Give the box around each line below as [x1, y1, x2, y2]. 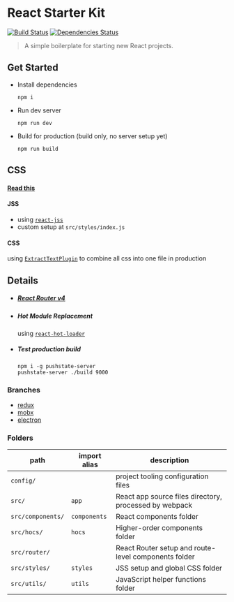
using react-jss [17, 215, 64, 223]
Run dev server [17, 106, 61, 115]
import [79, 451, 102, 461]
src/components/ [10, 513, 65, 521]
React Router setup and [116, 543, 193, 553]
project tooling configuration [116, 471, 209, 481]
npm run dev [17, 119, 52, 126]
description [150, 455, 189, 465]
